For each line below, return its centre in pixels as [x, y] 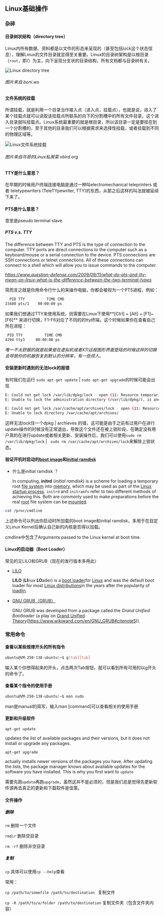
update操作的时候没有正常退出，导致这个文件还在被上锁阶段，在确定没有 [78, 429]
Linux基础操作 [26, 9]
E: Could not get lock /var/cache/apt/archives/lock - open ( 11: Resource [83, 408]
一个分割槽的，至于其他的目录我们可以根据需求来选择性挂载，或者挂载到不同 [82, 128]
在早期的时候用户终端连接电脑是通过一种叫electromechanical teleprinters [79, 185]
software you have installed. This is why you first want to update [69, 772]
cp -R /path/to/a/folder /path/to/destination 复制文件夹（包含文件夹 [77, 902]
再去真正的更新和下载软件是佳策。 [48, 788]
